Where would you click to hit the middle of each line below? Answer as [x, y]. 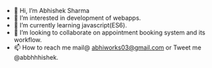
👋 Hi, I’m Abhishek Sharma [51, 11]
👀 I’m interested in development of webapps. [77, 18]
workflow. [28, 40]
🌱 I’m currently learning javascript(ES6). [70, 25]
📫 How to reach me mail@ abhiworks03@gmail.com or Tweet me [107, 47]
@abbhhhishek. [36, 57]
